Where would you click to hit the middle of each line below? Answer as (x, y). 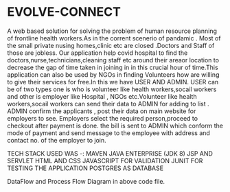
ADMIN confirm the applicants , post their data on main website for (102, 111)
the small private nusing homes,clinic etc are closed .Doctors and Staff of (111, 45)
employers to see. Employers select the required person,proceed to (102, 118)
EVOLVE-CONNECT (64, 12)
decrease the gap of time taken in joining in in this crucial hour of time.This (113, 67)
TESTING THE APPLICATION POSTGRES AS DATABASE (85, 168)
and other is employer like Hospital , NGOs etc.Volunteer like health (102, 96)
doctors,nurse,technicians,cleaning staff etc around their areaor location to (113, 60)
